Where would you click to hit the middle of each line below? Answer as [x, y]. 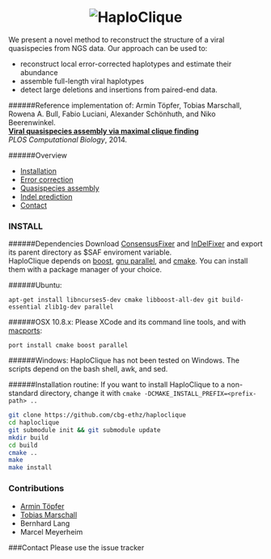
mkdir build [28, 437]
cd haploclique [34, 423]
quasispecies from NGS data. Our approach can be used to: [108, 48]
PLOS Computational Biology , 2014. [68, 139]
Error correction [47, 179]
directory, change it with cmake [91, 393]
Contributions [36, 489]
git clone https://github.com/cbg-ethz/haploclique [97, 415]
